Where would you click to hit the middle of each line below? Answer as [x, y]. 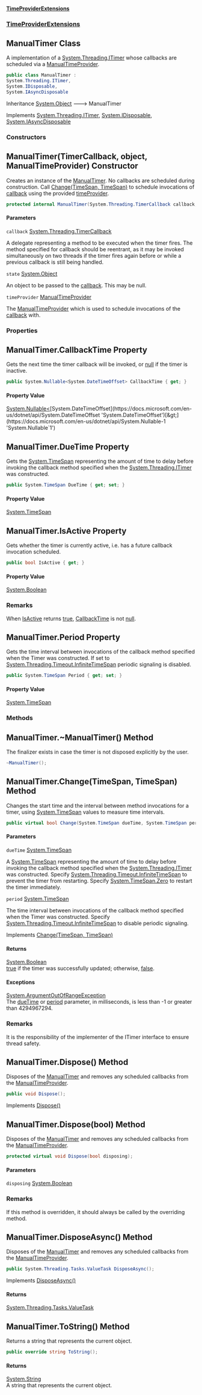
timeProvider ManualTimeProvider [49, 297]
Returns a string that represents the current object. [69, 1341]
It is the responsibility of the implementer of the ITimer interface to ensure [98, 1037]
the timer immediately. [34, 887]
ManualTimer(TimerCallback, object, [77, 157]
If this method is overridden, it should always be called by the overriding [96, 1212]
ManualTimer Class [44, 43]
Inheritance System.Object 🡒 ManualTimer [64, 103]
